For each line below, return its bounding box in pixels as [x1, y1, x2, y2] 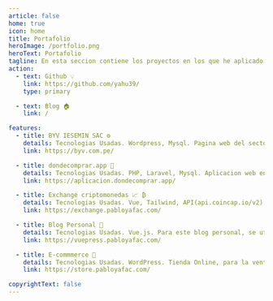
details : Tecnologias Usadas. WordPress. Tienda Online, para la [23, 258, 249, 266]
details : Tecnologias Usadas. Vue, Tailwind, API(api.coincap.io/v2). [23, 199, 267, 207]
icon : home [8, 27, 45, 35]
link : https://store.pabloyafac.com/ [23, 265, 151, 274]
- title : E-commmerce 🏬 [15, 251, 96, 259]
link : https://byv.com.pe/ [23, 147, 115, 155]
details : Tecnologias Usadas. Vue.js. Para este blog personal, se [23, 228, 256, 236]
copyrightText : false [8, 281, 82, 289]
